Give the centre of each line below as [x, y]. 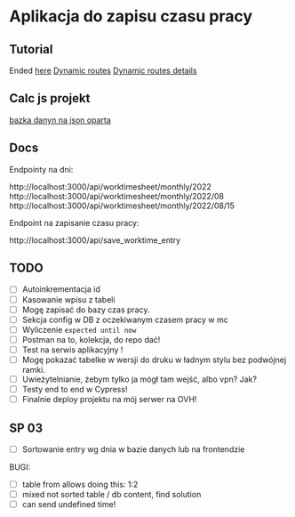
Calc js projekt [50, 98]
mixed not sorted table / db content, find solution [112, 495]
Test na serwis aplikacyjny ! [72, 350]
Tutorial [31, 49]
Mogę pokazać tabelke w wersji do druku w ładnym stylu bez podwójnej [154, 359]
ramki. [34, 369]
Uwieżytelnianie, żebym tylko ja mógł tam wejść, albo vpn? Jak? [140, 379]
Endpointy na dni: [41, 169]
